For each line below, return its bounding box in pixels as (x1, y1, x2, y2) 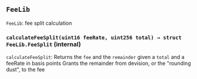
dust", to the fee (6, 66, 45, 73)
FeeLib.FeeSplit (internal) (6, 40, 81, 48)
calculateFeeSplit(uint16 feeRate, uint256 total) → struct (6, 34, 182, 41)
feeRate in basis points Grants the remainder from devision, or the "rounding (6, 60, 191, 67)
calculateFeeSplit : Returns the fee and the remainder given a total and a (6, 54, 185, 61)
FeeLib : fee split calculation (6, 19, 72, 27)
